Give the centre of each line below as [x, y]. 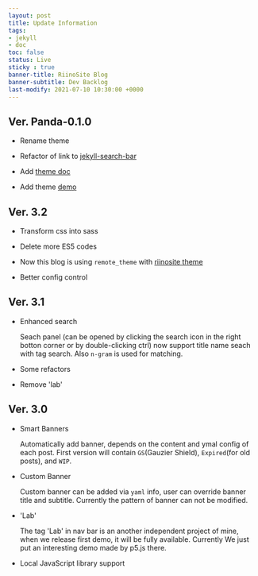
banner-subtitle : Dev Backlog [58, 82]
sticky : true [32, 68]
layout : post [30, 15]
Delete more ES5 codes [58, 246]
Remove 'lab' [41, 384]
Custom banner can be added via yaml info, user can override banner [133, 491]
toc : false [26, 52]
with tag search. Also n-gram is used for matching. [101, 354]
